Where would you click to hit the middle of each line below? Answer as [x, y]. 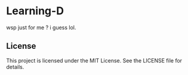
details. [15, 67]
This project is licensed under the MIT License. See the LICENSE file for [94, 60]
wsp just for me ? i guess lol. [41, 27]
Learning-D [35, 11]
